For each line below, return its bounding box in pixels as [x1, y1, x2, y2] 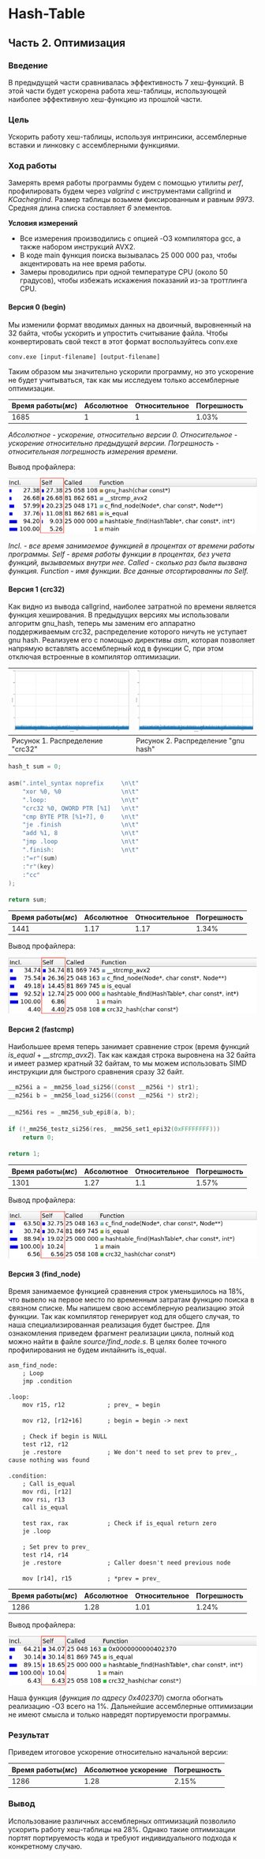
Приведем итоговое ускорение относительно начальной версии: [8, 1748, 229, 1757]
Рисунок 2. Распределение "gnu [136, 736, 245, 745]
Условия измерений [8, 219, 78, 228]
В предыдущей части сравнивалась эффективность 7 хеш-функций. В [8, 77, 244, 87]
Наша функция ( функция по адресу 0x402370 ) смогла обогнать [8, 1692, 223, 1702]
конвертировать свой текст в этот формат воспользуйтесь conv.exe [8, 336, 238, 346]
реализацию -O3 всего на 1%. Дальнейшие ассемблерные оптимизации [8, 1701, 254, 1711]
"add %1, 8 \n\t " [22, 830, 140, 838]
